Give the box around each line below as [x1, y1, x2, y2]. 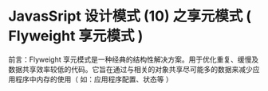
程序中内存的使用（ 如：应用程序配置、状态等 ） [14, 74, 173, 84]
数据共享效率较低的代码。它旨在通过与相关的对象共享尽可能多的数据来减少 [8, 64, 253, 74]
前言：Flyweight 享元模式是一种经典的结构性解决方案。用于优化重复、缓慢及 [8, 55, 259, 64]
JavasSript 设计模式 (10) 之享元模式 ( [8, 7, 252, 25]
